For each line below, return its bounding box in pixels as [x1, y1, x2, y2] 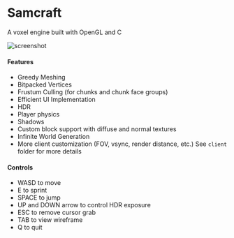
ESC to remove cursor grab [17, 208, 96, 217]
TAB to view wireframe [17, 216, 83, 224]
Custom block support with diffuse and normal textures [17, 125, 177, 133]
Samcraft [7, 5, 62, 21]
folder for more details [17, 147, 82, 156]
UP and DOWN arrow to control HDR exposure [17, 201, 152, 209]
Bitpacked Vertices [17, 80, 72, 89]
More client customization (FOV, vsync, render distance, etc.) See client [17, 140, 227, 148]
